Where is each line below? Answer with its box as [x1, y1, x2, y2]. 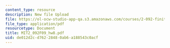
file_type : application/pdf [5, 21, 65, 26]
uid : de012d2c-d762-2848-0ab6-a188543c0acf [5, 35, 99, 40]
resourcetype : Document [5, 26, 56, 31]
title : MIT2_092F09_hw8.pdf [5, 30, 65, 35]
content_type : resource [5, 7, 56, 12]
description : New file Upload [5, 12, 69, 17]
